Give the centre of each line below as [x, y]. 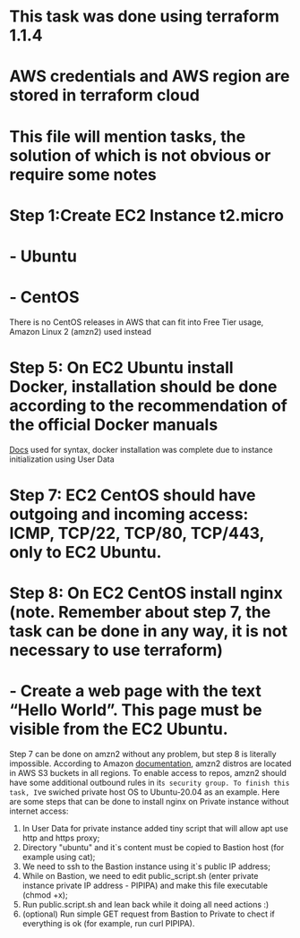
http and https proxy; [61, 838]
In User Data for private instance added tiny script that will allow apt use [155, 829]
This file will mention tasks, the [128, 136]
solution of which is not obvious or [140, 155]
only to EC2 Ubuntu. [86, 552]
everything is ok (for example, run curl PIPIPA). [108, 924]
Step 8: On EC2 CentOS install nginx [146, 593]
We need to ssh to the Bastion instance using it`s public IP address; [146, 866]
